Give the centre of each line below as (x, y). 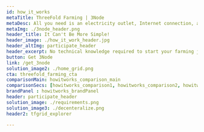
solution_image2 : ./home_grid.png (50, 68)
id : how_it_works (28, 12)
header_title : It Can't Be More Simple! (58, 35)
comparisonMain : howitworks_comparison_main (63, 80)
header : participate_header (42, 97)
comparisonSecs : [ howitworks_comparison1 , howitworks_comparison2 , (93, 86)
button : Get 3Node (29, 57)
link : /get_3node (28, 63)
